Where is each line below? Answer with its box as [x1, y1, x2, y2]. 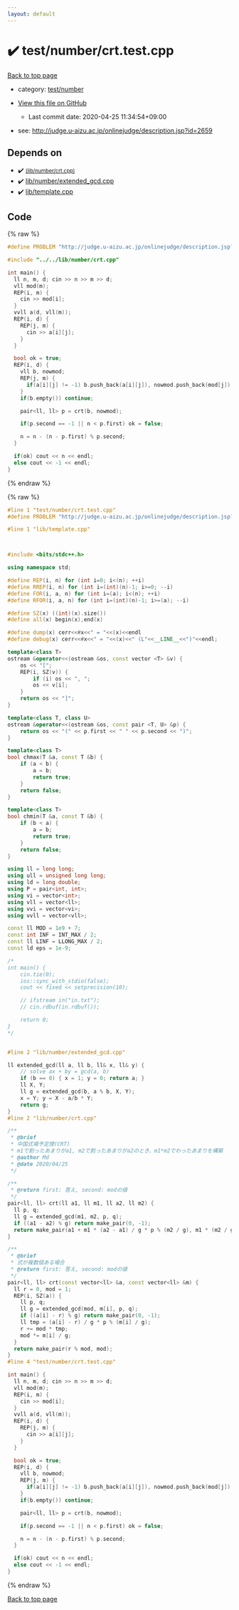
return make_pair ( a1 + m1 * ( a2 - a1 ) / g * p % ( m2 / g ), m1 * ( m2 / [14, 1226, 228, 1233]
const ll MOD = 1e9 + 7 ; [7, 925, 81, 932]
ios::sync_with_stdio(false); [20, 977, 110, 985]
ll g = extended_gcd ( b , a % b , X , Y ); [20, 1088, 135, 1096]
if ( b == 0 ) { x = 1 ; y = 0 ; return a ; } [20, 1075, 145, 1082]
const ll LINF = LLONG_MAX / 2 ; [7, 938, 103, 945]
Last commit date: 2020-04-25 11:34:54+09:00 [28, 112, 167, 121]
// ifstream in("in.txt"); [20, 997, 100, 1004]
